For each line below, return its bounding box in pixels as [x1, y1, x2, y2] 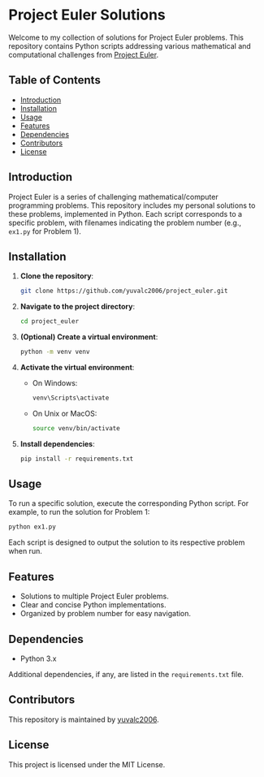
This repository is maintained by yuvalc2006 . [8, 714, 160, 724]
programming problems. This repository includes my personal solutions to [8, 201, 256, 210]
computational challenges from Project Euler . [8, 50, 159, 59]
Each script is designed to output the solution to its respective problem [8, 537, 245, 547]
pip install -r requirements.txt [19, 455, 134, 463]
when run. [8, 546, 42, 556]
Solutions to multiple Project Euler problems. [19, 591, 169, 602]
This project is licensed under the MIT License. [8, 759, 166, 769]
